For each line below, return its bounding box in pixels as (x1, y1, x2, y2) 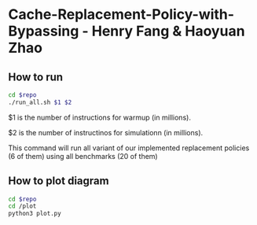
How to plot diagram (8, 175, 109, 188)
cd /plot (8, 202, 37, 210)
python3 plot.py (8, 210, 61, 218)
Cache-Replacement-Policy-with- (8, 6, 234, 24)
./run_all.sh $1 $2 (8, 98, 72, 106)
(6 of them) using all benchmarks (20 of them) (8, 151, 159, 160)
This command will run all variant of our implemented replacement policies (8, 143, 250, 153)
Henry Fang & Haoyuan (91, 22, 245, 40)
